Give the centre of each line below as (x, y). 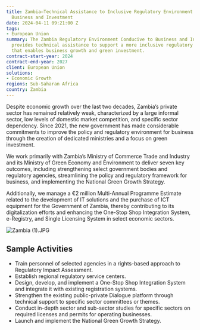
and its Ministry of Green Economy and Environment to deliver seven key (95, 163)
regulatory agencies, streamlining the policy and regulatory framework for (97, 175)
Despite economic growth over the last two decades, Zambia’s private (92, 106)
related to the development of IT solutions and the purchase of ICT (88, 199)
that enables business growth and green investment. (78, 51)
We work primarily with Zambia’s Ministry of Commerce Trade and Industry (98, 156)
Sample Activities (40, 249)
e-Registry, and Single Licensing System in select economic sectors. (90, 218)
